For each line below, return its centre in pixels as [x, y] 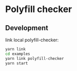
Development [27, 28]
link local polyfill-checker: [32, 40]
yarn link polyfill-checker [35, 58]
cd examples [18, 54]
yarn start [17, 63]
